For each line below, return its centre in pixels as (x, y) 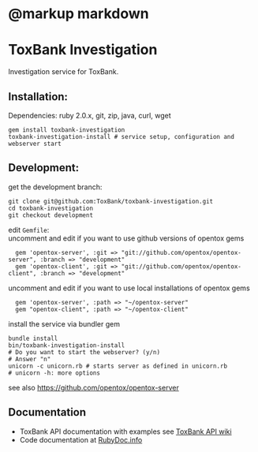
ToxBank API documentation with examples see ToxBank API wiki (125, 431)
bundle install (33, 338)
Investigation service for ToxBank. (64, 72)
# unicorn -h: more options (54, 373)
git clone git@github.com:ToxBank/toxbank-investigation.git (111, 201)
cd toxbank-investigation (50, 208)
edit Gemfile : (29, 230)
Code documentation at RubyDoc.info (81, 439)
